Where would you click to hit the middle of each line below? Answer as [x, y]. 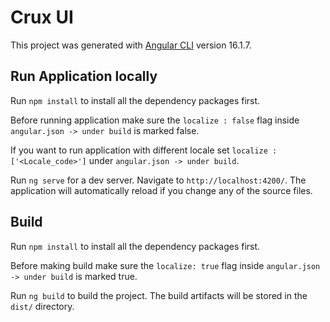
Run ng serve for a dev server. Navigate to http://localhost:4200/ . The [158, 180]
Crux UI [42, 17]
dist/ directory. [42, 306]
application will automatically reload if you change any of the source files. [161, 190]
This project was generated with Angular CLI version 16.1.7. [131, 45]
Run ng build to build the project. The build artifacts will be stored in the [159, 295]
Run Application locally [84, 76]
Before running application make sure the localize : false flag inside [155, 120]
